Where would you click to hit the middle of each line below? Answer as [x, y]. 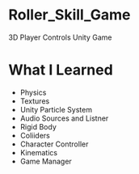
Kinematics [39, 152]
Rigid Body [38, 126]
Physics [33, 92]
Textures [35, 101]
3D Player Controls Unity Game [60, 37]
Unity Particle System [56, 109]
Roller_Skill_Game [69, 15]
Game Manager [46, 161]
